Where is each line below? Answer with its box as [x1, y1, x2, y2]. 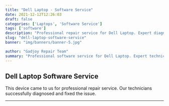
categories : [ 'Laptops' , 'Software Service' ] [5, 21, 102, 26]
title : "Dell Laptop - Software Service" [5, 7, 94, 12]
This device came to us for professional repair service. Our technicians [5, 85, 152, 91]
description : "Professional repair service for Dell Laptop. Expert [5, 30, 152, 35]
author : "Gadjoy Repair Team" [5, 48, 69, 54]
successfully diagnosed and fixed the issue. [5, 90, 97, 96]
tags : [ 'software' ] [5, 26, 46, 31]
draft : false [5, 16, 33, 21]
